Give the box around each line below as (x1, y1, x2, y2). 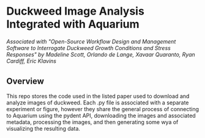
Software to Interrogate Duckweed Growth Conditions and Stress (6, 44, 171, 51)
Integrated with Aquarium (6, 17, 140, 31)
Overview (6, 76, 45, 87)
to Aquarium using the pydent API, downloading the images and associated (6, 112, 196, 119)
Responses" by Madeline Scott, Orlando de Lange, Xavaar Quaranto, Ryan (6, 51, 196, 58)
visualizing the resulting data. (6, 125, 81, 132)
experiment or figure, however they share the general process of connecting (6, 105, 199, 112)
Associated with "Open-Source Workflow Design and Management (6, 38, 176, 45)
